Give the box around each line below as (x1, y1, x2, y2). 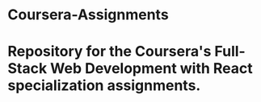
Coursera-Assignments (7, 6, 169, 24)
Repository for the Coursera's (7, 43, 212, 61)
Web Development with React (50, 59, 254, 78)
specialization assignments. (7, 76, 201, 95)
